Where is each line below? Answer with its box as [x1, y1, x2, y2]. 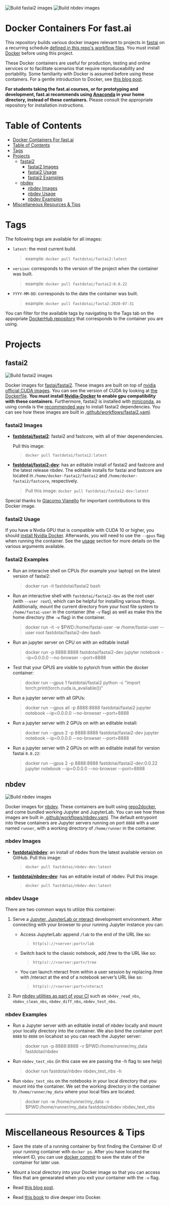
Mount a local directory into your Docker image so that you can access [12, 1169, 160, 1176]
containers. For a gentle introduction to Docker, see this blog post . [5, 76, 143, 82]
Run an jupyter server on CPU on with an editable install [12, 639, 129, 645]
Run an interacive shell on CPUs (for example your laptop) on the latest [12, 567, 161, 573]
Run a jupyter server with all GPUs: [12, 695, 86, 701]
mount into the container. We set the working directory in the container [12, 1083, 160, 1089]
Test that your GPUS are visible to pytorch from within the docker [12, 664, 149, 670]
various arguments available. [5, 543, 65, 549]
